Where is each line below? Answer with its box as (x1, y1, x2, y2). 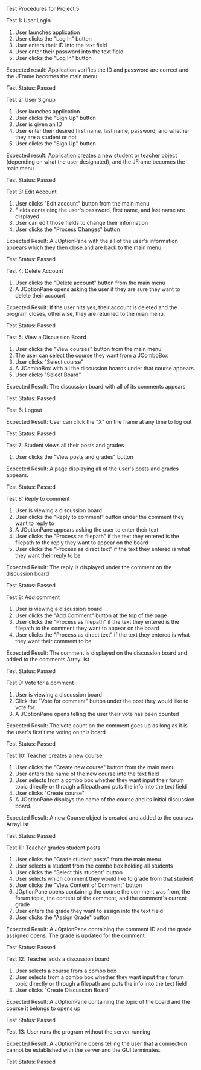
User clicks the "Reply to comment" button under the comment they (14, 513, 184, 520)
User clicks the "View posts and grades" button (14, 453, 134, 460)
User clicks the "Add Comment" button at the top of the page (14, 612, 167, 619)
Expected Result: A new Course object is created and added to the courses (6, 814, 193, 821)
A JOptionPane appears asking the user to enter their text (14, 526, 159, 533)
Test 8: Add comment (6, 594, 60, 601)
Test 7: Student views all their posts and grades (6, 442, 124, 449)
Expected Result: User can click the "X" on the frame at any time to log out (6, 418, 192, 425)
